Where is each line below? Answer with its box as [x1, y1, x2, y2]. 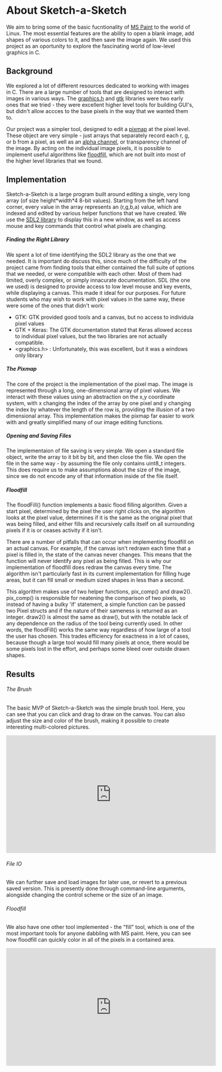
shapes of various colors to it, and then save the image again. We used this [6, 36, 191, 43]
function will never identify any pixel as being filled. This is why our [6, 558, 172, 565]
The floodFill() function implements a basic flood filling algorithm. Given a [6, 501, 187, 508]
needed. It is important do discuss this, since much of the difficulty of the [6, 257, 187, 264]
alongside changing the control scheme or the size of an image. [6, 891, 163, 899]
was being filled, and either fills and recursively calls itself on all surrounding [6, 520, 195, 528]
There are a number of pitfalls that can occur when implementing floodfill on [6, 538, 194, 546]
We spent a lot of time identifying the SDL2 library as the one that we [6, 251, 177, 258]
